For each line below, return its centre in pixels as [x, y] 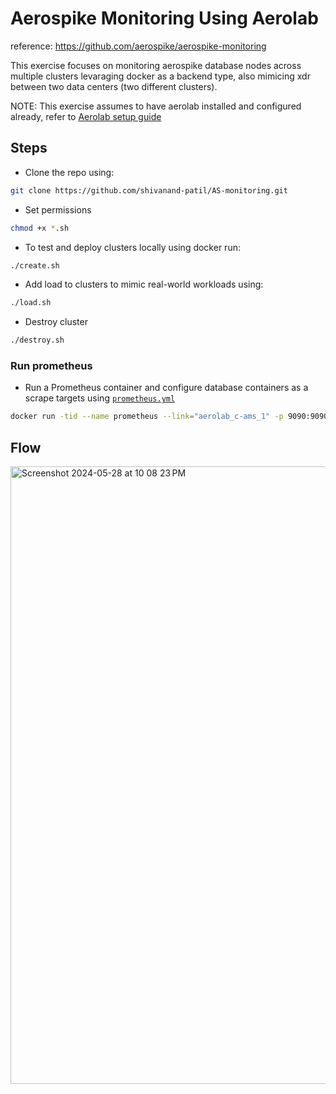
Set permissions [58, 209]
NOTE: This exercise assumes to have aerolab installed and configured [156, 106]
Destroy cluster [56, 322]
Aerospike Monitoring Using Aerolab [164, 18]
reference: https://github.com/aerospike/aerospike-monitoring [138, 46]
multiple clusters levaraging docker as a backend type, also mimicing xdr [160, 76]
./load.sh [31, 303]
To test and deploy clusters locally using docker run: [132, 247]
